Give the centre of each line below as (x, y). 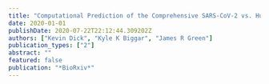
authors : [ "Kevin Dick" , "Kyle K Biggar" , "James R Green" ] (111, 38)
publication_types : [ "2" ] (51, 46)
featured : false (35, 61)
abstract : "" (30, 53)
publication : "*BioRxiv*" (51, 68)
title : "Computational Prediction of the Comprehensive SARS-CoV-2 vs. (130, 16)
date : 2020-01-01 (37, 23)
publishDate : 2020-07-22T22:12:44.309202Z (80, 30)
